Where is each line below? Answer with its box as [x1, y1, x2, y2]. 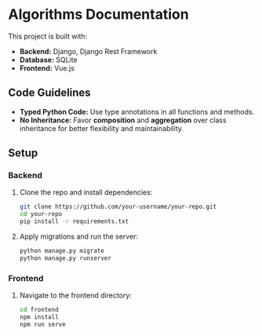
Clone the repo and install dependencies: [19, 188, 153, 197]
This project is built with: [8, 31, 88, 41]
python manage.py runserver [19, 254, 111, 262]
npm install [19, 312, 59, 321]
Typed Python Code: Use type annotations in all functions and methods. [19, 107, 255, 116]
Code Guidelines [8, 86, 92, 100]
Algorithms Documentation [8, 5, 190, 24]
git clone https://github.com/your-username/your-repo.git [19, 203, 217, 211]
